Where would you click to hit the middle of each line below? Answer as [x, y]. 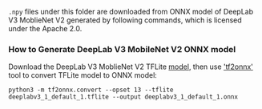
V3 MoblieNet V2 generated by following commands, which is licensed [125, 20]
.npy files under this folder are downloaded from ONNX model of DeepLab [131, 12]
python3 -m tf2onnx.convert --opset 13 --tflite [91, 90]
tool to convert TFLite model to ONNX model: [83, 75]
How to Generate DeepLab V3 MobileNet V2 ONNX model [122, 49]
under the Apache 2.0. [45, 28]
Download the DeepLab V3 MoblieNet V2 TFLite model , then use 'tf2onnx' [131, 67]
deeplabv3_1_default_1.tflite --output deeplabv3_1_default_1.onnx [123, 97]
